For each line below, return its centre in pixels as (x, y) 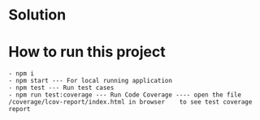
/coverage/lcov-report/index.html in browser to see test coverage (130, 102)
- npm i (22, 74)
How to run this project (87, 52)
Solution (37, 15)
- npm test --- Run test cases (61, 88)
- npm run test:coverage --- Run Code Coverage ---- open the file (125, 95)
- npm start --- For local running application (91, 81)
